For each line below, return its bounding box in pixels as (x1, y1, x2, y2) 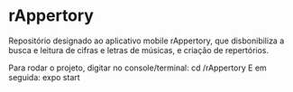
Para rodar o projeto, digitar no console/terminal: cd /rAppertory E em (8, 62, 267, 73)
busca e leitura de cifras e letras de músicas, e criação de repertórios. (8, 44, 270, 55)
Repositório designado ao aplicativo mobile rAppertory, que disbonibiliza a (8, 35, 285, 46)
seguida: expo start (8, 71, 80, 82)
